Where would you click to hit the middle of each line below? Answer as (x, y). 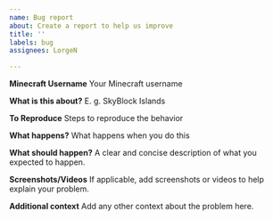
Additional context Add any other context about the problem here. (132, 207)
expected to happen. (47, 162)
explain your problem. (49, 189)
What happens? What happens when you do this (99, 135)
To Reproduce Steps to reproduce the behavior (96, 118)
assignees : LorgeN (43, 51)
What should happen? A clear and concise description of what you (133, 153)
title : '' (28, 34)
